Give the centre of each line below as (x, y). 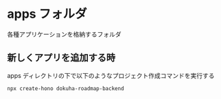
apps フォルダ (47, 14)
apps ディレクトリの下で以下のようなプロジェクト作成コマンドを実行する (111, 75)
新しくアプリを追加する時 (61, 58)
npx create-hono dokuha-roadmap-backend (66, 88)
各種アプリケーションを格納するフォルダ (64, 34)
